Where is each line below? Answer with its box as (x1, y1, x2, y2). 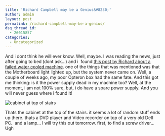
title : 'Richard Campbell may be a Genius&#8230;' (5, 7, 112, 12)
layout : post (5, 16, 32, 21)
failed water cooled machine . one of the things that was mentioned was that (5, 64, 160, 69)
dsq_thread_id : (5, 26, 37, 31)
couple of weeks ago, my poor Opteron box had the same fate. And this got (5, 74, 159, 80)
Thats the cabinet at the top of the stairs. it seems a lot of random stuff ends (5, 109, 161, 115)
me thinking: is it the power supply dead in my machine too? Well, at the (5, 79, 152, 85)
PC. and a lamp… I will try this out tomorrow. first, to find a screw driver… (5, 120, 155, 126)
